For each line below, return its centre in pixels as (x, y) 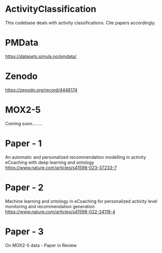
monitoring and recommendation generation (50, 206)
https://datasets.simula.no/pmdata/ (41, 56)
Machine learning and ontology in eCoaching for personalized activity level (81, 201)
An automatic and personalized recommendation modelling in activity (76, 157)
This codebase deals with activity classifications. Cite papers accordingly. (80, 23)
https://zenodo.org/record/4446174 (41, 90)
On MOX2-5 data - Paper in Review (41, 245)
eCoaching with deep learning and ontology (50, 162)
